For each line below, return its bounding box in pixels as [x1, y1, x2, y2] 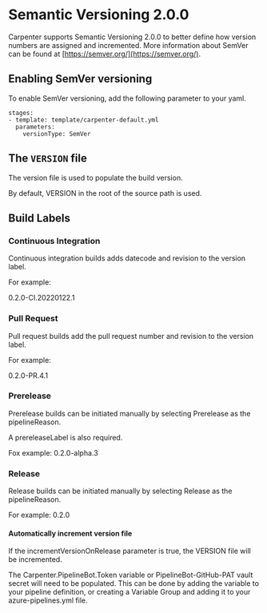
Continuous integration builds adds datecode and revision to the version [8, 253, 246, 263]
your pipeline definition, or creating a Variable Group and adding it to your [8, 587, 251, 597]
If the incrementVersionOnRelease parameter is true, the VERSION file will [8, 546, 252, 556]
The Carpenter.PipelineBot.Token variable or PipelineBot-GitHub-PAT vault [8, 570, 253, 580]
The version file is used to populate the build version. [8, 173, 183, 182]
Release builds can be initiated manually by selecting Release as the [8, 486, 233, 496]
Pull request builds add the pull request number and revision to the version [8, 331, 254, 340]
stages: [8, 109, 34, 117]
